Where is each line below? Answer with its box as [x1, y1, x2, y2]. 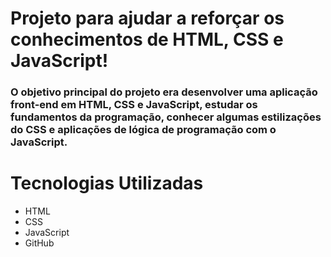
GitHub [24, 237, 55, 249]
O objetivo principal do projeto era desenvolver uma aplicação [10, 85, 318, 99]
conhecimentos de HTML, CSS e [10, 28, 284, 51]
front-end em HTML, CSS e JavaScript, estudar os [10, 98, 258, 112]
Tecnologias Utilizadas [10, 172, 204, 195]
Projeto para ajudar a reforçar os [10, 7, 285, 30]
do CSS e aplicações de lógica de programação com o [10, 123, 277, 137]
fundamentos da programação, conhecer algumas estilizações [10, 110, 322, 124]
